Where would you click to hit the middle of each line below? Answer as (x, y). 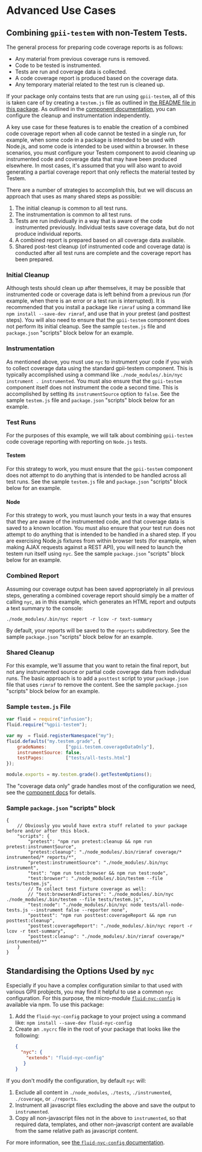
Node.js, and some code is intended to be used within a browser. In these (97, 146)
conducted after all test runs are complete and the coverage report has (103, 253)
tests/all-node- (164, 905)
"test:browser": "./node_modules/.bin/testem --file (96, 879)
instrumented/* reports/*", (42, 858)
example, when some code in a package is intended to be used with (91, 140)
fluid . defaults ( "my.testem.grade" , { (54, 741)
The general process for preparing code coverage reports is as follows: (95, 47)
